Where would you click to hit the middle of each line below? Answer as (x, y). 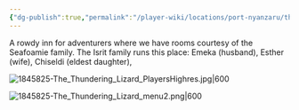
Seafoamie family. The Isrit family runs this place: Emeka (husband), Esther (147, 52)
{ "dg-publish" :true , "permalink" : (71, 17)
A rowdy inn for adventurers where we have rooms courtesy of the (131, 43)
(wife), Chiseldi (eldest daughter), (71, 61)
